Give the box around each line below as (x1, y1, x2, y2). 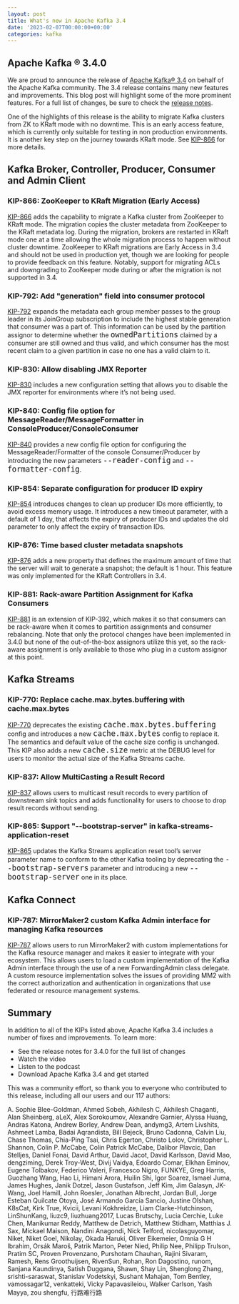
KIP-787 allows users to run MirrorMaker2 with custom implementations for (7, 940, 228, 949)
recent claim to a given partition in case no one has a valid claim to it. (7, 347, 210, 355)
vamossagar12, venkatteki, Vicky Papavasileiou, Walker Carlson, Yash (7, 1280, 213, 1288)
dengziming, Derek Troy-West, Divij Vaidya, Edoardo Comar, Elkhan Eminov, (7, 1158, 230, 1167)
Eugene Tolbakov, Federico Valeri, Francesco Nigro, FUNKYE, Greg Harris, (7, 1166, 226, 1175)
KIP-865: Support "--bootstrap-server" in (7, 821, 156, 831)
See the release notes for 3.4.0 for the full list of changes (17, 1047, 185, 1056)
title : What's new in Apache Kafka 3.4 (7, 17, 126, 24)
